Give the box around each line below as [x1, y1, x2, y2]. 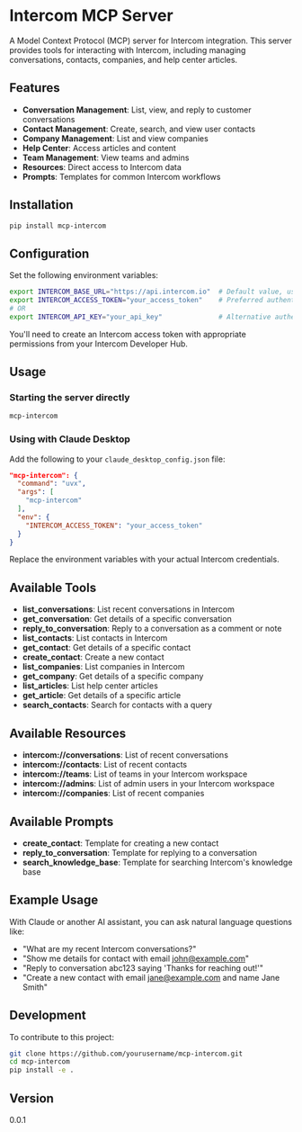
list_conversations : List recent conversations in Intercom [22, 604, 235, 615]
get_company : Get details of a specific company [22, 671, 204, 682]
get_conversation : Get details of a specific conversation [22, 614, 232, 624]
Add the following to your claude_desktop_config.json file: [9, 454, 226, 464]
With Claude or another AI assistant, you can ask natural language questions [9, 916, 292, 927]
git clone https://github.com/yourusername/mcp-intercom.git [9, 1049, 244, 1058]
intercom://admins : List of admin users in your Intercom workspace [22, 778, 275, 789]
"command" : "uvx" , [17, 479, 87, 489]
